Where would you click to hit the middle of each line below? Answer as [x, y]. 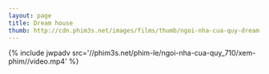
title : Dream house [41, 23]
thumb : [19, 30]
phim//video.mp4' [38, 61]
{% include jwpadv [39, 53]
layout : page [30, 16]
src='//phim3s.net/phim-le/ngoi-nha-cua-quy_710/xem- [164, 53]
